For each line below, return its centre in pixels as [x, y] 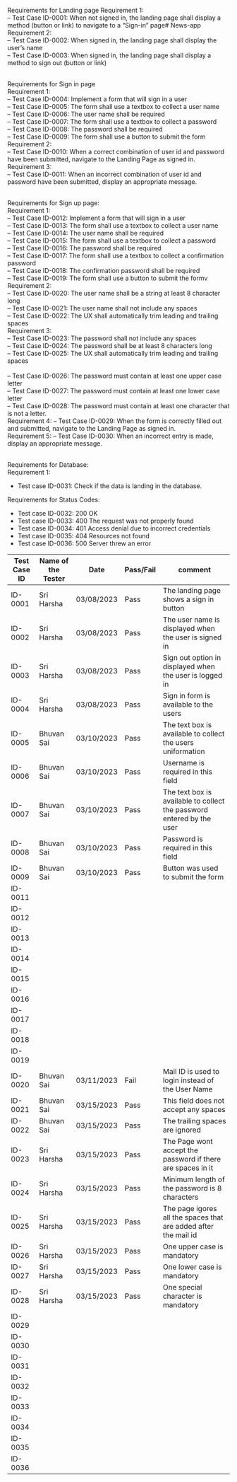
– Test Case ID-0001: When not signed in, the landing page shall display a [114, 18]
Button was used [190, 868]
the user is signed [192, 637]
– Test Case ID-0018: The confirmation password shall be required [104, 271]
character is [182, 1296]
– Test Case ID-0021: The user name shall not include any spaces [102, 308]
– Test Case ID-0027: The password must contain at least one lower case [114, 391]
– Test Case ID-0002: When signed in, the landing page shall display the [112, 40]
